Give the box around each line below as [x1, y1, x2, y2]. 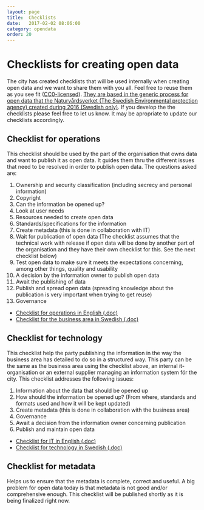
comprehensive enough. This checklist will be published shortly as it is [7, 490, 184, 498]
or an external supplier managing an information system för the [39, 369, 197, 376]
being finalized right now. [7, 497, 70, 504]
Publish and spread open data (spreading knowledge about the [15, 284, 174, 291]
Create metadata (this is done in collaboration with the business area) [15, 406, 190, 413]
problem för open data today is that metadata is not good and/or [7, 484, 168, 491]
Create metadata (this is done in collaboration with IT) [15, 226, 151, 234]
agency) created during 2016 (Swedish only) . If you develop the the [7, 104, 175, 111]
